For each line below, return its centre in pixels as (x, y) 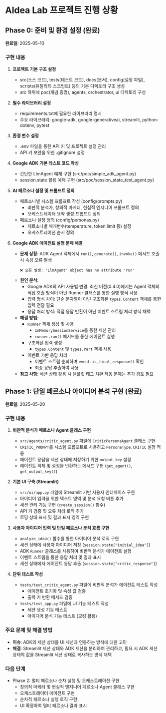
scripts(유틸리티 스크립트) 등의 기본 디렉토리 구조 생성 (72, 86)
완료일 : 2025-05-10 (25, 43)
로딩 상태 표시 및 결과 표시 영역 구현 (54, 517)
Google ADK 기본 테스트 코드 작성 (45, 163)
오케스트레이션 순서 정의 (51, 232)
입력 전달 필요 (41, 305)
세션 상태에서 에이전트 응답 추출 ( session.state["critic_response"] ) (88, 564)
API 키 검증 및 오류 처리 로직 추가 (52, 511)
